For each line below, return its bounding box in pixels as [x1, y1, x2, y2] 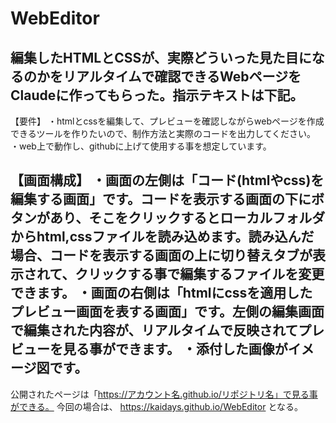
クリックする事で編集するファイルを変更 [74, 266, 325, 283]
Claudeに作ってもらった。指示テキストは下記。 [10, 87, 304, 104]
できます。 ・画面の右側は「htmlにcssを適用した [10, 285, 313, 302]
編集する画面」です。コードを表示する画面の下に [10, 191, 312, 208]
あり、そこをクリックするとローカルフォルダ [49, 210, 326, 227]
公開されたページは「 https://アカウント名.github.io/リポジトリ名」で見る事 [10, 388, 318, 400]
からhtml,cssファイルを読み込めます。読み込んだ [10, 228, 315, 246]
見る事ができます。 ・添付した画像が [62, 341, 288, 358]
